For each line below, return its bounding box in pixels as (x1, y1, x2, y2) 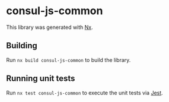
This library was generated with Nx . (6, 24, 93, 31)
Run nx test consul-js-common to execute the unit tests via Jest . (6, 89, 163, 96)
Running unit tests (6, 74, 75, 84)
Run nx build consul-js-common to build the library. (6, 56, 131, 63)
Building (6, 41, 37, 51)
